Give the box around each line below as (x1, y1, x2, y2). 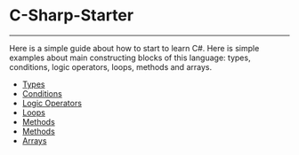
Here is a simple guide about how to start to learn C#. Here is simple (9, 43, 260, 53)
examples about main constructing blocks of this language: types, (9, 52, 251, 63)
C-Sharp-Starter (9, 5, 134, 26)
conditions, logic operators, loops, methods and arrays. (9, 61, 212, 72)
